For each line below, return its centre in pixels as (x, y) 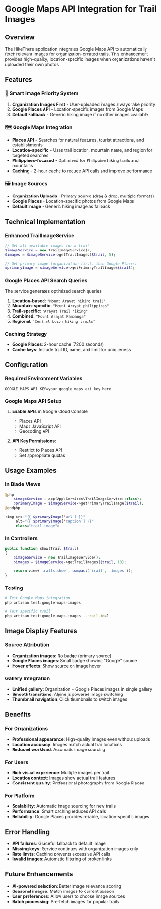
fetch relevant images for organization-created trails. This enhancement (77, 54)
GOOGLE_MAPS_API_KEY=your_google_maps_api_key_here (58, 389)
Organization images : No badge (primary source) (62, 656)
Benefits (18, 715)
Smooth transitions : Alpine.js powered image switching (67, 694)
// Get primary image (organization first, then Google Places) (71, 264)
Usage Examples (31, 471)
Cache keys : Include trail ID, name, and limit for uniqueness (71, 349)
